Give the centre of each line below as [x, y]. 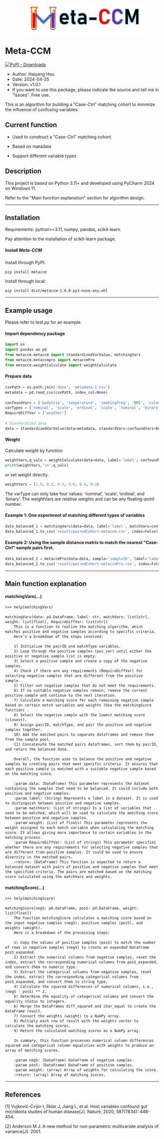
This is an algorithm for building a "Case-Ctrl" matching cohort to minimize [80, 104]
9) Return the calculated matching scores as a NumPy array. [77, 1031]
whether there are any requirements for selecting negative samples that [82, 847]
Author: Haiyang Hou [33, 74]
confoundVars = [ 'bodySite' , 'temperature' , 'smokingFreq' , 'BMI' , [75, 403]
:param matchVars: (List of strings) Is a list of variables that [83, 808]
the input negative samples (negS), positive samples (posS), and [74, 923]
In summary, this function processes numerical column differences [84, 1041]
